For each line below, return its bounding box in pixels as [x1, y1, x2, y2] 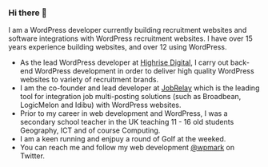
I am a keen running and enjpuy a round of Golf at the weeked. [19, 134, 226, 144]
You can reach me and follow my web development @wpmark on [19, 143, 234, 153]
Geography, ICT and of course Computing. [19, 125, 161, 135]
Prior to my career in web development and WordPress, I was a [19, 109, 228, 118]
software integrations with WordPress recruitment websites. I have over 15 [8, 34, 254, 43]
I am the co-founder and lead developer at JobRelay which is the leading [19, 83, 260, 93]
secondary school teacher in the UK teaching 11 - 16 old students [19, 117, 234, 127]
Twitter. [19, 151, 46, 161]
